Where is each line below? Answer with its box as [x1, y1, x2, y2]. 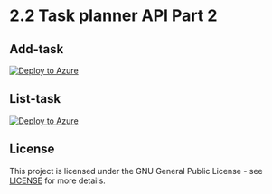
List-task [9, 91, 61, 106]
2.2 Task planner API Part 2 [9, 5, 218, 26]
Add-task [9, 42, 64, 57]
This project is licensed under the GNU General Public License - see [9, 165, 264, 176]
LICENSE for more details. [9, 175, 106, 186]
